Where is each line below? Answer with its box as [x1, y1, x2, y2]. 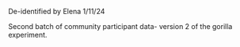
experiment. [8, 31, 48, 39]
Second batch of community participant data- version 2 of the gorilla [8, 22, 233, 31]
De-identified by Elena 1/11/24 [8, 7, 105, 16]
